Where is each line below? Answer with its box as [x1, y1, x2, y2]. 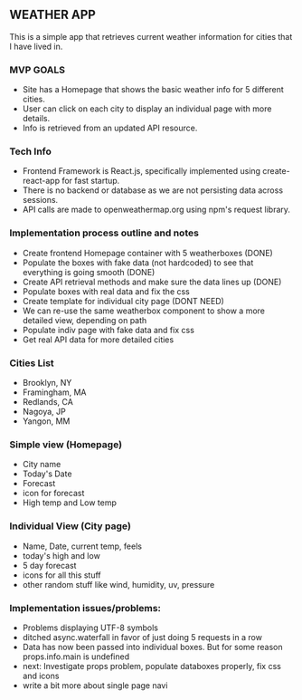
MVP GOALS [9, 63, 66, 76]
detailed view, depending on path [22, 314, 147, 325]
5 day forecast [22, 560, 77, 571]
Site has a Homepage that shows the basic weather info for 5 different [22, 84, 285, 95]
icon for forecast [22, 488, 85, 499]
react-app [22, 176, 61, 187]
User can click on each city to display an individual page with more [22, 103, 272, 114]
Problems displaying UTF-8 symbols [22, 622, 158, 633]
